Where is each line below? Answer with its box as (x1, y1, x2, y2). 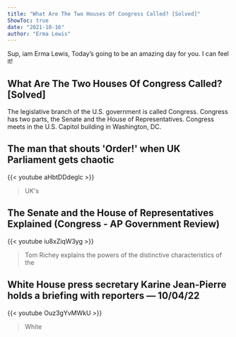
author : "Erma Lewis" (7, 30, 71, 38)
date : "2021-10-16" (7, 23, 65, 30)
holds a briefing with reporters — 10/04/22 (7, 290, 200, 302)
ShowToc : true (7, 17, 49, 24)
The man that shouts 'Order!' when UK (7, 143, 181, 155)
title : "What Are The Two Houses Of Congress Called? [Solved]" (7, 10, 201, 18)
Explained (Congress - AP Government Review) (7, 218, 220, 230)
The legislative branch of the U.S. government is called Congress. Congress (7, 108, 228, 116)
